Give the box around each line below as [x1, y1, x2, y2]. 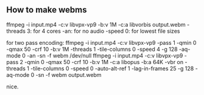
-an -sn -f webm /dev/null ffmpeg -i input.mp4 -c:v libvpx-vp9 [27, 51, 183, 59]
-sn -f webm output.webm [35, 71, 102, 78]
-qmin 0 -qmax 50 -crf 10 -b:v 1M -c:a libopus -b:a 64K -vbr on [24, 58, 184, 65]
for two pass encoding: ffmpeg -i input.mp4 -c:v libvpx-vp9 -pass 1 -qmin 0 [6, 39, 197, 46]
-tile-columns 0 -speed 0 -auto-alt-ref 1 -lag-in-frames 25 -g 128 [30, 65, 194, 72]
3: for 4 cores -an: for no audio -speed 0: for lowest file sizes [26, 27, 180, 34]
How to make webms [6, 5, 87, 15]
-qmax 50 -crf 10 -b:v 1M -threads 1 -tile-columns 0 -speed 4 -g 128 [6, 45, 178, 53]
